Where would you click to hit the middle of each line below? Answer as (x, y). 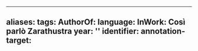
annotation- (163, 31)
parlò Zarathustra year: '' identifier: (73, 31)
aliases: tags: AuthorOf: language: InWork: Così (96, 22)
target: (19, 41)
